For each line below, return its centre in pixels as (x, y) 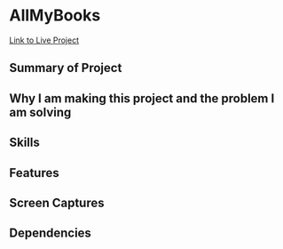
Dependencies (50, 233)
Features (34, 173)
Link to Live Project (44, 40)
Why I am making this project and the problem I (142, 98)
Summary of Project (66, 68)
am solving (40, 112)
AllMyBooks (55, 16)
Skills (24, 143)
